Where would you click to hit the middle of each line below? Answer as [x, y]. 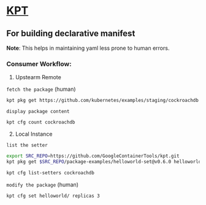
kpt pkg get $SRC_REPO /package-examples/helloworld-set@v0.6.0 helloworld [104, 161]
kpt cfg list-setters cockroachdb [51, 172]
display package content [38, 112]
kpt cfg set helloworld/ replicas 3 [53, 196]
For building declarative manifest [71, 33]
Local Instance [34, 134]
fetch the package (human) [41, 89]
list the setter [27, 145]
